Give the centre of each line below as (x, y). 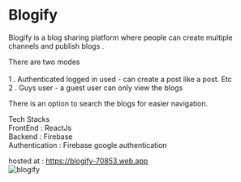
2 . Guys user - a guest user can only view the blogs (96, 88)
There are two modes (44, 62)
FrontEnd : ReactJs (40, 128)
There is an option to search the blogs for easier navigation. (108, 103)
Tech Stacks (29, 119)
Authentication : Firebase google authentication (88, 145)
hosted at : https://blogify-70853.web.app (78, 161)
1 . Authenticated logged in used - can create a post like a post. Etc (120, 79)
